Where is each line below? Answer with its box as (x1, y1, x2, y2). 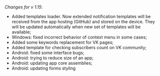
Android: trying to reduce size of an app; (11, 55, 93, 60)
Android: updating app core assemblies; (11, 60, 92, 66)
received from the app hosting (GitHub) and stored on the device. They (11, 19, 155, 24)
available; (11, 29, 31, 35)
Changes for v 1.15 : (4, 4, 43, 10)
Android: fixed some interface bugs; (11, 50, 85, 56)
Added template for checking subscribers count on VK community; (11, 45, 147, 50)
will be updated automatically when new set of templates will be (11, 24, 141, 30)
